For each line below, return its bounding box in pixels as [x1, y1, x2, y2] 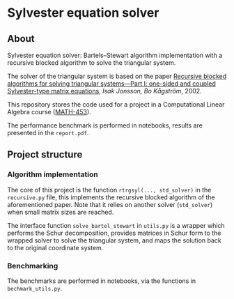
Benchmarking [7, 261, 58, 270]
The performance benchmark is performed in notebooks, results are [7, 121, 203, 130]
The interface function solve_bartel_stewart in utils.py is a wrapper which [7, 221, 225, 229]
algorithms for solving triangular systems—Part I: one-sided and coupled [7, 79, 216, 88]
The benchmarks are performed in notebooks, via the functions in [7, 277, 196, 285]
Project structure [7, 148, 83, 161]
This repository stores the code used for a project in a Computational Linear [7, 100, 225, 109]
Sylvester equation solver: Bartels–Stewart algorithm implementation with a [7, 51, 223, 59]
